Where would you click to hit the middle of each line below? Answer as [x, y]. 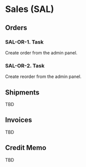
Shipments [22, 92]
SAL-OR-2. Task [25, 65]
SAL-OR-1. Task [24, 42]
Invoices [19, 120]
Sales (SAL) [30, 9]
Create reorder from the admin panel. [43, 76]
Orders [16, 28]
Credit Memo [26, 148]
